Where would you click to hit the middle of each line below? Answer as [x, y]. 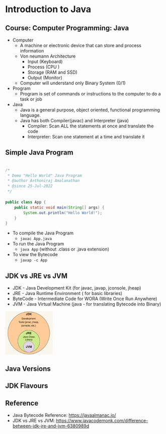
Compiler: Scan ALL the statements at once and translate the [91, 126]
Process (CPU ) [44, 67]
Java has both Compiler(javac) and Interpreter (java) [74, 120]
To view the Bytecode [35, 255]
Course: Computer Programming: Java [67, 28]
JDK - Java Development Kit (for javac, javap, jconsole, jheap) [77, 288]
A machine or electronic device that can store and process [81, 45]
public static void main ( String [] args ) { [59, 207]
